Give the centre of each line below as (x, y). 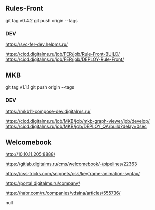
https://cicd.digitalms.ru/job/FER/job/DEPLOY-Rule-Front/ (65, 59)
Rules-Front (24, 8)
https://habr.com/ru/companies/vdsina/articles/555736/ (63, 193)
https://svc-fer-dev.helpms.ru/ (36, 44)
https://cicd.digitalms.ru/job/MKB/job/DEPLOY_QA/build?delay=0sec (76, 126)
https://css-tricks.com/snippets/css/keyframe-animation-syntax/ (72, 174)
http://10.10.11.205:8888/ (30, 154)
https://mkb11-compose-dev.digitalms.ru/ (48, 111)
